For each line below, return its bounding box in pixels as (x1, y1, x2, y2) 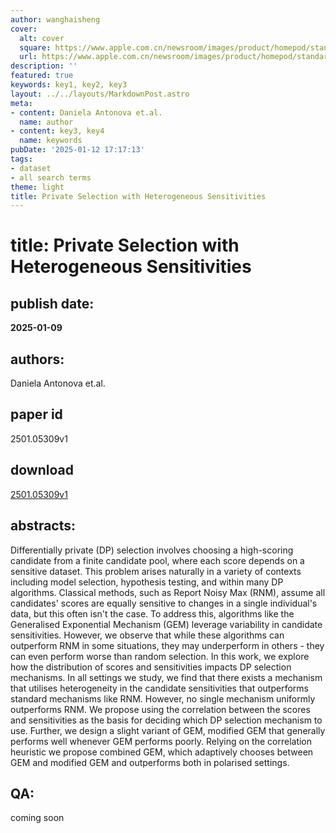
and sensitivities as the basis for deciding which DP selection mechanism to (10, 714, 323, 726)
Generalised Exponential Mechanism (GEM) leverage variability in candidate (10, 618, 323, 630)
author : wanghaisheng (10, 14, 101, 25)
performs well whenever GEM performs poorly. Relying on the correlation (10, 735, 313, 747)
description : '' (10, 61, 78, 71)
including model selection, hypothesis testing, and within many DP (10, 576, 284, 588)
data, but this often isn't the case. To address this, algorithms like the (10, 607, 295, 620)
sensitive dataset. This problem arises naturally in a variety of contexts (10, 565, 302, 577)
